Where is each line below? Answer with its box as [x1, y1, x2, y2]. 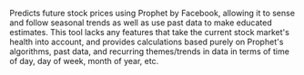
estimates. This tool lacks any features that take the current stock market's [9, 27, 289, 37]
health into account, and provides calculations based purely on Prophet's [9, 36, 284, 47]
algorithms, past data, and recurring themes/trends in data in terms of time [9, 46, 289, 57]
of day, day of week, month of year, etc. [9, 56, 159, 66]
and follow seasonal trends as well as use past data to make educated [9, 17, 273, 28]
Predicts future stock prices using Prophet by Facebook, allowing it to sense [9, 8, 296, 18]
